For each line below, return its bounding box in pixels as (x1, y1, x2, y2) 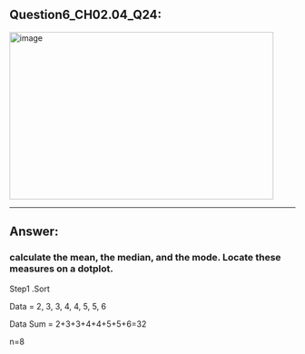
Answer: (9, 224, 59, 240)
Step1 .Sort (9, 283, 50, 294)
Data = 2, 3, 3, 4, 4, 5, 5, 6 (9, 300, 107, 311)
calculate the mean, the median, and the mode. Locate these (9, 251, 281, 264)
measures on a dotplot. (9, 262, 113, 275)
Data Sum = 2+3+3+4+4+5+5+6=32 (9, 318, 147, 329)
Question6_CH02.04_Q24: (9, 7, 162, 23)
